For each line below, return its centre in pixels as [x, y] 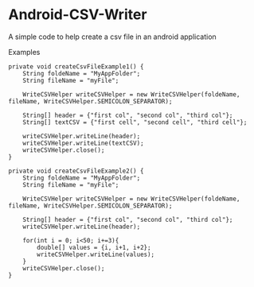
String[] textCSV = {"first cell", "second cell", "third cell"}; [135, 122]
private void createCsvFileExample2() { [76, 171]
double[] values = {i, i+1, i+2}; [94, 247]
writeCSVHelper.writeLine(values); [96, 254]
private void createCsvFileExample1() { [76, 66]
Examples [24, 52]
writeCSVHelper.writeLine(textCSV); [84, 143]
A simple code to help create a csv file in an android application [112, 37]
